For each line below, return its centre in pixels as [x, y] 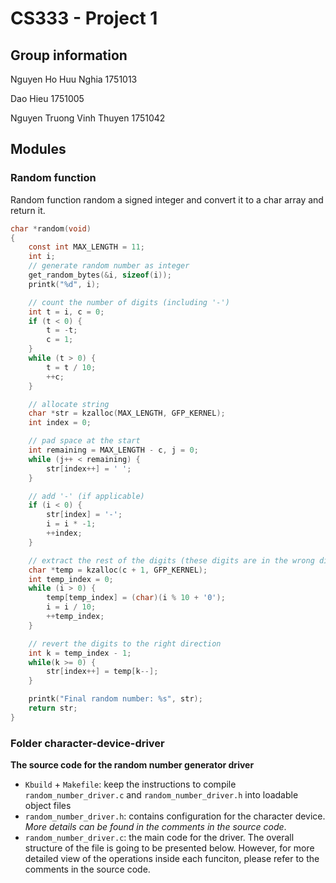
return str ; [53, 708]
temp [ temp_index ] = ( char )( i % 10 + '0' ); [136, 598]
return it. [28, 210]
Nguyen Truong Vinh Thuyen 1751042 [88, 118]
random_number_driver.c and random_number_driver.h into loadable [161, 795]
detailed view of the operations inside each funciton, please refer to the [172, 859]
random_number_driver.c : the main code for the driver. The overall [159, 838]
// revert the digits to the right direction [125, 643]
